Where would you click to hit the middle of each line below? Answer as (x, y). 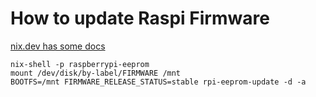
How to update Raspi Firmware (140, 18)
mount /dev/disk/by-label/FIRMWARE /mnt (96, 73)
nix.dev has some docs (58, 46)
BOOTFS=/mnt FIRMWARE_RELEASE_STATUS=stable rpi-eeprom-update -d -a (158, 82)
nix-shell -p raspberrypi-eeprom (80, 64)
